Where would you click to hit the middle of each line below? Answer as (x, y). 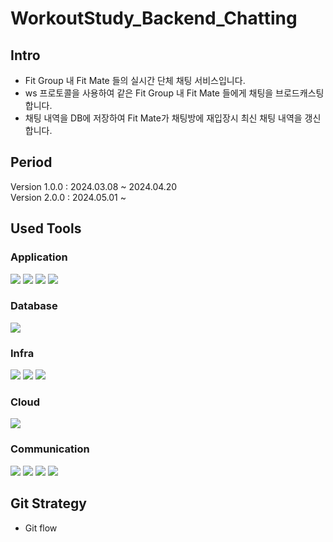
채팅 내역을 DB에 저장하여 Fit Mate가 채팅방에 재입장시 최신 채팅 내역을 (163, 118)
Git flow (41, 528)
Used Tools (46, 228)
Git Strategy (48, 503)
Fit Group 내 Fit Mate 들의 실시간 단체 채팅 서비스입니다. (135, 80)
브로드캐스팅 (300, 93)
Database (34, 306)
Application (39, 257)
